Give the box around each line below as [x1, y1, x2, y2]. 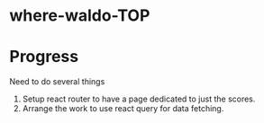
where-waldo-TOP [9, 5, 150, 26]
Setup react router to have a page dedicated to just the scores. [22, 93, 256, 104]
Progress [9, 47, 79, 67]
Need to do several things [9, 76, 105, 87]
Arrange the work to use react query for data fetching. [22, 103, 224, 114]
